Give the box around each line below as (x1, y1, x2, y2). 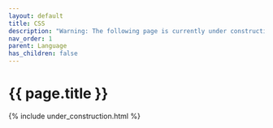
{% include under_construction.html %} (8, 111, 141, 121)
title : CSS (8, 19, 45, 28)
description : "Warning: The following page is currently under (8, 27, 227, 35)
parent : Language (8, 42, 67, 50)
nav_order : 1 (8, 34, 53, 43)
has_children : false (8, 49, 79, 58)
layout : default (8, 11, 63, 20)
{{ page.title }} (8, 84, 109, 103)
